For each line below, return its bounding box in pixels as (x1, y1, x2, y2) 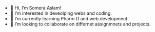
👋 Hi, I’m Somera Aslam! (10, 5, 62, 11)
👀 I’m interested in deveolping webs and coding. (10, 10, 112, 16)
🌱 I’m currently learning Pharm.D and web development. (10, 16, 129, 21)
